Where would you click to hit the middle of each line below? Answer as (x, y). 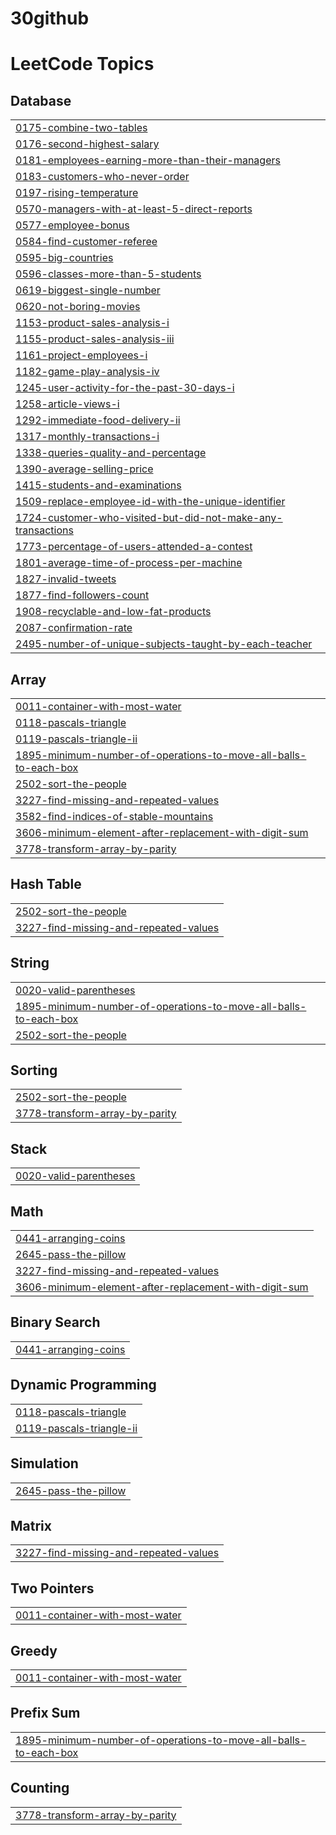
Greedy (34, 1650)
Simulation (44, 1463)
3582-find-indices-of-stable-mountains (114, 816)
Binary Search (55, 1322)
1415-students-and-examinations (98, 485)
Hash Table (46, 884)
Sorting (34, 1070)
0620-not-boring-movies (78, 307)
